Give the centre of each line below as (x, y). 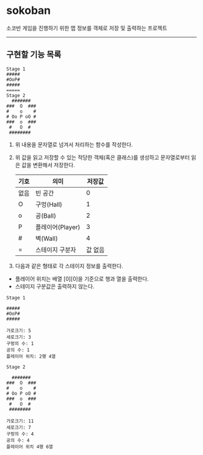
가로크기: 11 (20, 421)
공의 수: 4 (18, 440)
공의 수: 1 (18, 350)
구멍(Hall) (49, 205)
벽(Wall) (47, 238)
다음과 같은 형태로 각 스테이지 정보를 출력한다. (69, 266)
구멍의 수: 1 (20, 343)
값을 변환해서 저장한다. (48, 165)
